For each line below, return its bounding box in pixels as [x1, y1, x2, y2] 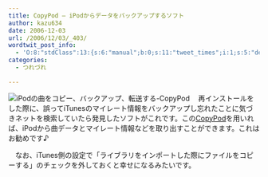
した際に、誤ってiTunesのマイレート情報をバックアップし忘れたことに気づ [8, 103, 254, 112]
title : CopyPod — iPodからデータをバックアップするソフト [8, 11, 185, 20]
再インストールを [198, 93, 254, 103]
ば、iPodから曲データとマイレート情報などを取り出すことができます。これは [8, 123, 260, 132]
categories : [8, 57, 48, 65]
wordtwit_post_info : [8, 41, 77, 49]
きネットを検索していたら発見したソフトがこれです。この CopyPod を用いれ [8, 113, 254, 123]
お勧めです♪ [8, 133, 49, 143]
